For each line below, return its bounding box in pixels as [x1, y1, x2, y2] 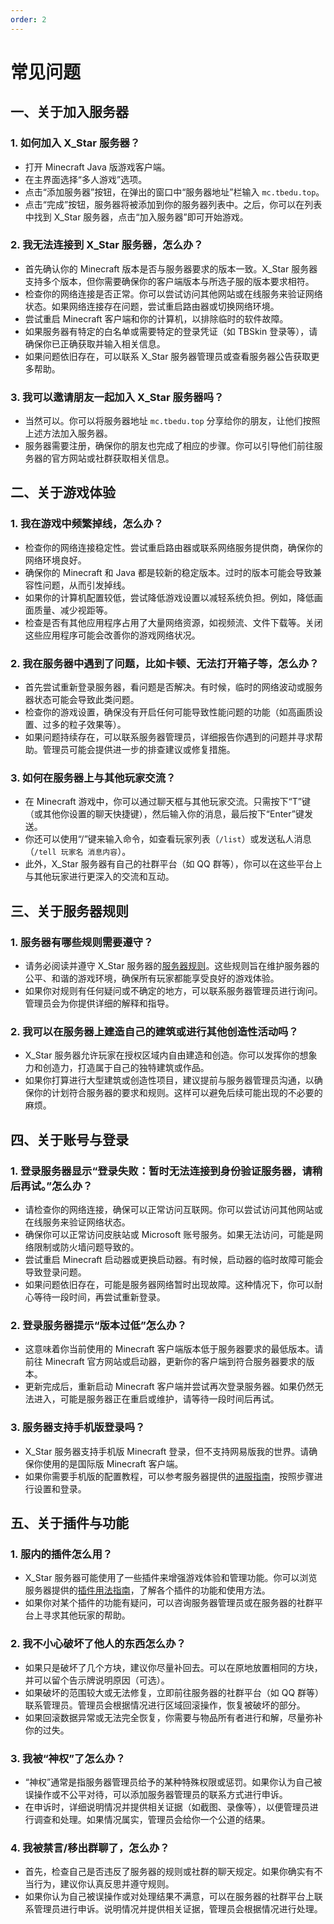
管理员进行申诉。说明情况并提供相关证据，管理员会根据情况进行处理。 [33, 1903, 323, 1915]
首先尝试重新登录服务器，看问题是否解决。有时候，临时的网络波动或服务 [24, 681, 323, 693]
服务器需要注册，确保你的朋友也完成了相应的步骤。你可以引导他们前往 [24, 440, 315, 452]
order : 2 [10, 14, 47, 25]
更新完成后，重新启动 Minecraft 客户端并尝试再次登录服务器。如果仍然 [24, 1381, 315, 1393]
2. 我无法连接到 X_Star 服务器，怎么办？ [10, 238, 204, 252]
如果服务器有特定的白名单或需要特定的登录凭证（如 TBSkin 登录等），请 [24, 325, 318, 337]
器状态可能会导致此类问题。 [24, 694, 140, 706]
